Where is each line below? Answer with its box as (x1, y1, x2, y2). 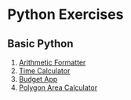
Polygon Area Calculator (18, 83, 98, 92)
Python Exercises (7, 6, 124, 24)
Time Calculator (18, 66, 71, 76)
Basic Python (7, 37, 74, 50)
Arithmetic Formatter (18, 57, 86, 67)
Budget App (18, 75, 58, 83)
